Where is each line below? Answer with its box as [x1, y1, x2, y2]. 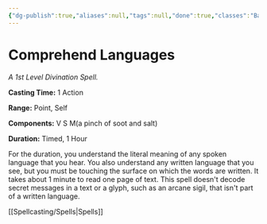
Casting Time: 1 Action [8, 87, 83, 97]
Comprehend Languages [8, 45, 176, 64]
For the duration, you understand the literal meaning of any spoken [8, 149, 227, 159]
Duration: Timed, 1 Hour [8, 133, 87, 143]
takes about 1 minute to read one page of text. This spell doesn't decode [8, 174, 246, 183]
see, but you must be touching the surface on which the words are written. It [8, 166, 259, 176]
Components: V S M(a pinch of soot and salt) [8, 118, 158, 128]
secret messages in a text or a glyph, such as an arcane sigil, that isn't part [8, 183, 253, 192]
